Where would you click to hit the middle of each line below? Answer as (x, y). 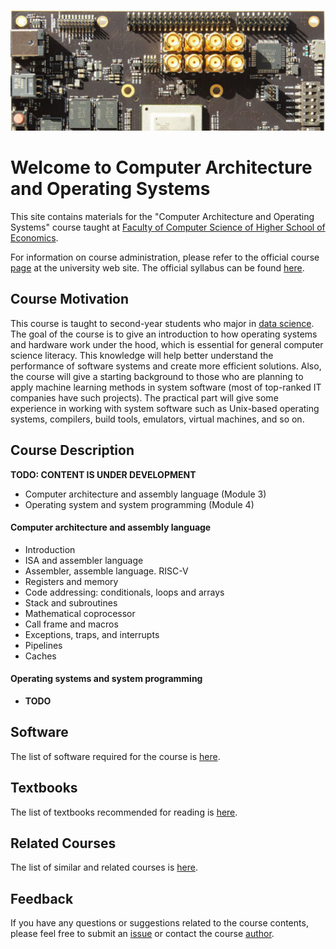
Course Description (72, 450)
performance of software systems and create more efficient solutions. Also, (166, 366)
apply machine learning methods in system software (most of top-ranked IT (166, 387)
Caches (40, 656)
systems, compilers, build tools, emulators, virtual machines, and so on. (157, 419)
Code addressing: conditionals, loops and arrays (124, 592)
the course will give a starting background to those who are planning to (157, 376)
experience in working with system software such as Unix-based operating (165, 408)
